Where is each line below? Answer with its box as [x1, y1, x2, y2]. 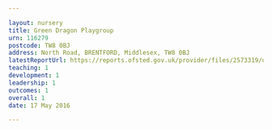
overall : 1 [8, 94, 45, 102]
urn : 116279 [8, 34, 49, 42]
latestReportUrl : [8, 56, 67, 64]
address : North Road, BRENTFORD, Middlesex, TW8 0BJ [8, 49, 190, 57]
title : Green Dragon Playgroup [8, 26, 114, 35]
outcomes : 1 [8, 86, 49, 94]
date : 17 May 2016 [8, 102, 70, 110]
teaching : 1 [8, 64, 49, 73]
